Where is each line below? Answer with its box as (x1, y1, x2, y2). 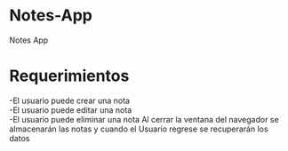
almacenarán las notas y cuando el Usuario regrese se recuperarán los (9, 123, 268, 134)
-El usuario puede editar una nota (9, 104, 132, 115)
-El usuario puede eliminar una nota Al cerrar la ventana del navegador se (9, 114, 279, 124)
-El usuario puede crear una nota (9, 95, 131, 106)
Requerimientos (9, 66, 130, 86)
